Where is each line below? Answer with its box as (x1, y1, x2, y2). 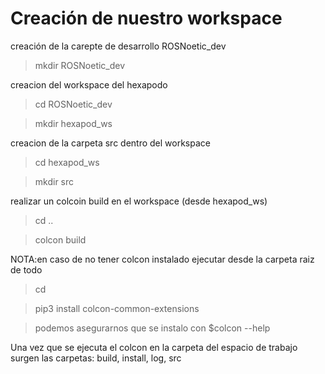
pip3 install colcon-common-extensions (34, 302, 200, 314)
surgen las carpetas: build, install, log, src (10, 352, 182, 364)
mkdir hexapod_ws (34, 117, 113, 129)
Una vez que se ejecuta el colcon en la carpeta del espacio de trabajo (10, 341, 298, 353)
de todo (10, 263, 43, 276)
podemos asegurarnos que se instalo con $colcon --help (34, 322, 271, 334)
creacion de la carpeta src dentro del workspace (10, 137, 211, 149)
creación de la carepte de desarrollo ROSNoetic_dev (10, 40, 227, 52)
